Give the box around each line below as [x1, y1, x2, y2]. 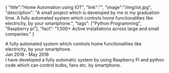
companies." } [5, 31, 34, 37]
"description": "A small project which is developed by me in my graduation [5, 10, 160, 16]
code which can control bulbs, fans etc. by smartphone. [5, 62, 122, 68]
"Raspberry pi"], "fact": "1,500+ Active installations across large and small [5, 26, 159, 32]
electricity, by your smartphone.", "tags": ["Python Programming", [5, 20, 142, 26]
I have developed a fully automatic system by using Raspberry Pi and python [5, 57, 164, 62]
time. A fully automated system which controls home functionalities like [5, 15, 153, 21]
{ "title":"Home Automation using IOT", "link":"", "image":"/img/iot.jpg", [5, 5, 152, 10]
